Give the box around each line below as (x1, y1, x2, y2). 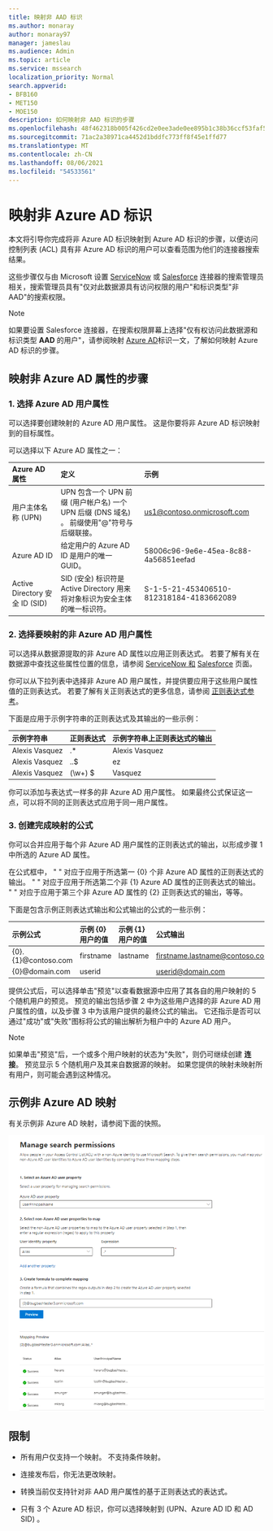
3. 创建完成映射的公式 (8, 819, 93, 831)
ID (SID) (20, 598, 48, 608)
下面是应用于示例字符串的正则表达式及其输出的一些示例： (8, 713, 201, 723)
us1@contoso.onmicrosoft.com (144, 507, 249, 517)
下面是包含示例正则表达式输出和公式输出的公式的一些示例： (8, 904, 208, 914)
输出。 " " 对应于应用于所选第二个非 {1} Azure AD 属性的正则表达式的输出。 (8, 878, 260, 887)
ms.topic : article (8, 56, 71, 64)
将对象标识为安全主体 (60, 594, 132, 604)
